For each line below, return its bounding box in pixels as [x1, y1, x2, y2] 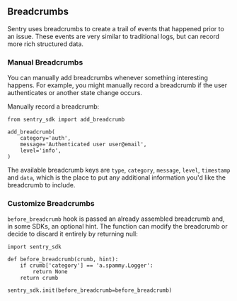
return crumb [20, 275, 59, 282]
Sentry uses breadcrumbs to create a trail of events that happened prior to [7, 24, 224, 33]
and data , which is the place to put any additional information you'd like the [7, 173, 226, 182]
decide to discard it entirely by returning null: [7, 230, 138, 239]
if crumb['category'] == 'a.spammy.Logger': [20, 262, 154, 269]
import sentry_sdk [7, 243, 62, 251]
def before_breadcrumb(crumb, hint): [7, 256, 119, 263]
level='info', [20, 147, 62, 155]
